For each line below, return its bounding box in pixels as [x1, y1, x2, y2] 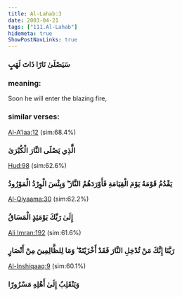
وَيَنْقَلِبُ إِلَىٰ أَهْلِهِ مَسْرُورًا [8, 279, 80, 289]
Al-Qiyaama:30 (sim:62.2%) [8, 194, 89, 204]
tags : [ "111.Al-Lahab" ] [8, 23, 78, 30]
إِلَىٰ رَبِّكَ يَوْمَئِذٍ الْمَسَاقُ [8, 212, 73, 222]
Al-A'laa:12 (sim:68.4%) [8, 128, 77, 136]
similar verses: [8, 112, 60, 121]
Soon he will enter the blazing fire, [8, 94, 108, 103]
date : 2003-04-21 [8, 17, 59, 24]
